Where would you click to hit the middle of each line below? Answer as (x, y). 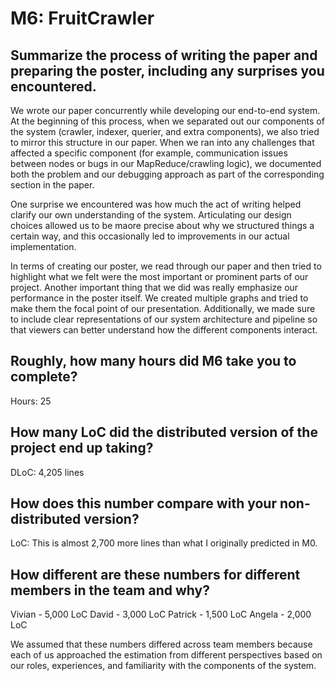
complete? (44, 377)
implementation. (43, 246)
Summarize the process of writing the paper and (164, 55)
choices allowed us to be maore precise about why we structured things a (162, 225)
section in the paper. (52, 185)
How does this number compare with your (143, 503)
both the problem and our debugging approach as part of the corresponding (167, 174)
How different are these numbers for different (155, 574)
